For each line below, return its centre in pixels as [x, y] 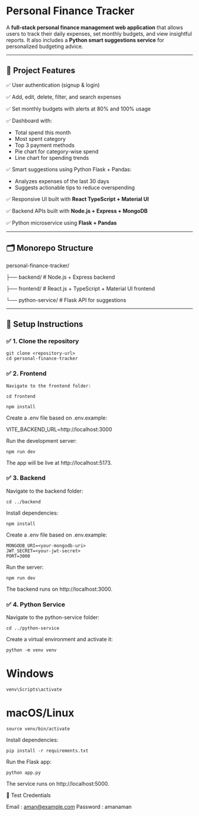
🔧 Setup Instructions [45, 324]
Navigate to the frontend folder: [49, 386]
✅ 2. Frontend [26, 374]
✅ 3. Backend [26, 478]
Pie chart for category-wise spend [57, 151]
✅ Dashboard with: [29, 121]
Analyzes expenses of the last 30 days [62, 181]
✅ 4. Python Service [36, 604]
